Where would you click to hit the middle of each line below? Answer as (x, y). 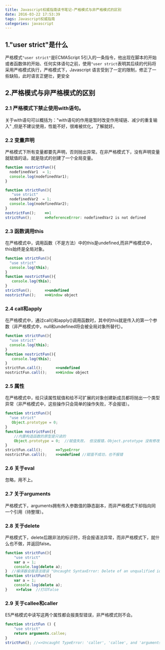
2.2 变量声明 (20, 140)
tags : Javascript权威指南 (30, 19)
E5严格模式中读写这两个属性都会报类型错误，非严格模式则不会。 (70, 615)
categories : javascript (29, 23)
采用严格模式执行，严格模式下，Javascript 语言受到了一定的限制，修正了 (79, 70)
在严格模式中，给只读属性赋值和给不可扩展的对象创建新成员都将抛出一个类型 (82, 398)
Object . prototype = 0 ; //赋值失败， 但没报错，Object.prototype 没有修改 (87, 441)
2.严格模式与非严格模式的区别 (50, 93)
